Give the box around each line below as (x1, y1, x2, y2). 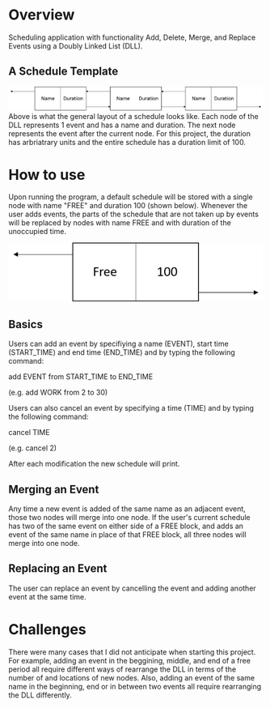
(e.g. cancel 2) (8, 443, 57, 453)
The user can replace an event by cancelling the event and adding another (8, 583, 256, 593)
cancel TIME (8, 428, 50, 437)
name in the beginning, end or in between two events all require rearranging (8, 681, 262, 691)
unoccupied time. (8, 227, 67, 237)
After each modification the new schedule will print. (8, 459, 180, 469)
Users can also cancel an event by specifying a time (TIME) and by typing (8, 403, 255, 413)
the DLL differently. (8, 690, 73, 700)
